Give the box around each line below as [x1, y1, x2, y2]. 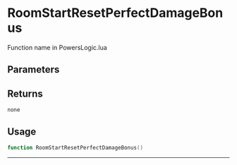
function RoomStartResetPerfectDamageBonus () [7, 144, 143, 151]
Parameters [7, 63, 60, 75]
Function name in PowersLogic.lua [7, 43, 107, 51]
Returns [7, 87, 44, 99]
